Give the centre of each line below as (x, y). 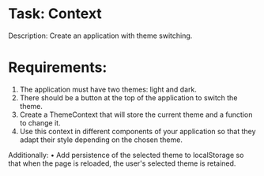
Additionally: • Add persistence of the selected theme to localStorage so (126, 155)
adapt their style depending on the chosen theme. (101, 140)
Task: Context (55, 14)
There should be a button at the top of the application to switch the (128, 97)
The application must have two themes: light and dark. (108, 89)
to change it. (40, 122)
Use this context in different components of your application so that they (138, 131)
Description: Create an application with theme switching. (100, 36)
